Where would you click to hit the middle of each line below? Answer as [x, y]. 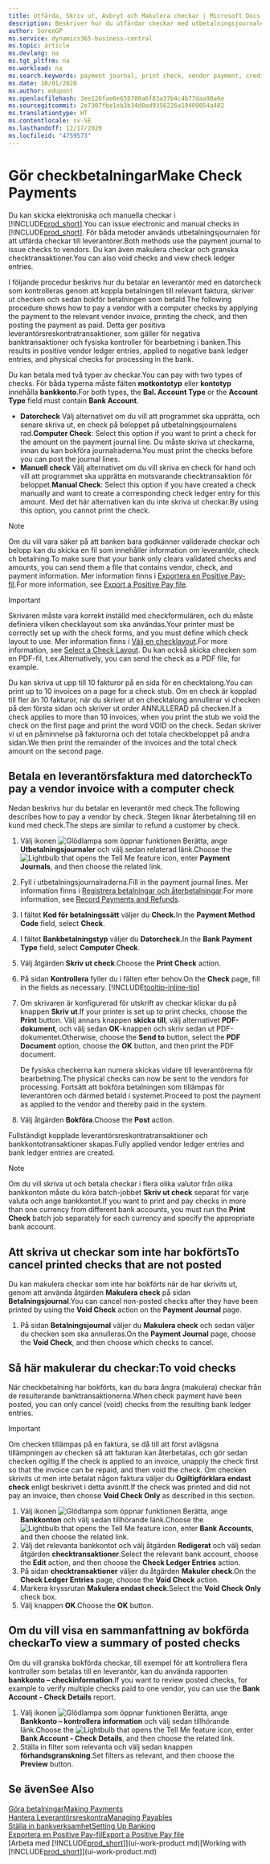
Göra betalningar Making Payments [65, 1808]
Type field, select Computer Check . [80, 948]
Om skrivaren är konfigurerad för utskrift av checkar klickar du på [128, 1003]
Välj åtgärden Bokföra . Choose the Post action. [97, 1120]
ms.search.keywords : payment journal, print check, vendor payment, [125, 76]
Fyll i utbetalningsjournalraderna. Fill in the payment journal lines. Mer [134, 882]
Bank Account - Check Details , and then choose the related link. [127, 1738]
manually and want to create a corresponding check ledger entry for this [140, 493]
